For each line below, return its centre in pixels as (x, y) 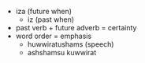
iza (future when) (44, 11)
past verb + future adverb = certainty (76, 28)
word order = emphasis (54, 36)
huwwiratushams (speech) (71, 44)
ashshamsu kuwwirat (62, 52)
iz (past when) (51, 19)
